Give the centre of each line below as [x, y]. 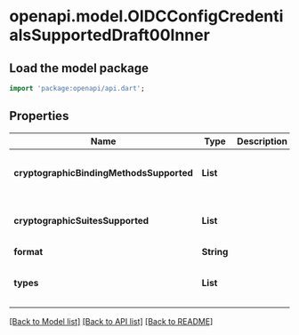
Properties [39, 116]
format [28, 251]
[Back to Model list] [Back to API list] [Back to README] [111, 321]
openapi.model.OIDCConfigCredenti [146, 16]
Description [262, 141]
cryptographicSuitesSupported [81, 220]
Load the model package [79, 68]
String [215, 251]
